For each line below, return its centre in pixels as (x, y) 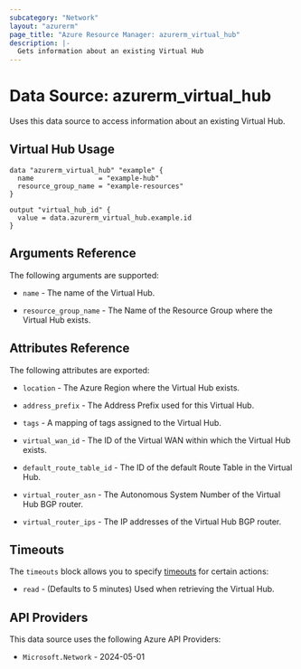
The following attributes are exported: (80, 370)
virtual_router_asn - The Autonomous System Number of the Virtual (151, 495)
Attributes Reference (70, 349)
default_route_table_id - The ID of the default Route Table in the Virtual (157, 467)
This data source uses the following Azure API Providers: (115, 639)
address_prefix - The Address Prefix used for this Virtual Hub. (138, 405)
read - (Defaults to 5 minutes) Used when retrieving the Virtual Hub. (148, 589)
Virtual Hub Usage (62, 150)
